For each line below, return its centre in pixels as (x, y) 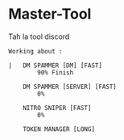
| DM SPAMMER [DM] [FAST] (56, 66)
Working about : (35, 51)
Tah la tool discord (39, 36)
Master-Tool (50, 14)
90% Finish (56, 72)
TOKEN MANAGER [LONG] (59, 129)
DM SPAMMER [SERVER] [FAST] (70, 87)
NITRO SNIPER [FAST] (57, 108)
